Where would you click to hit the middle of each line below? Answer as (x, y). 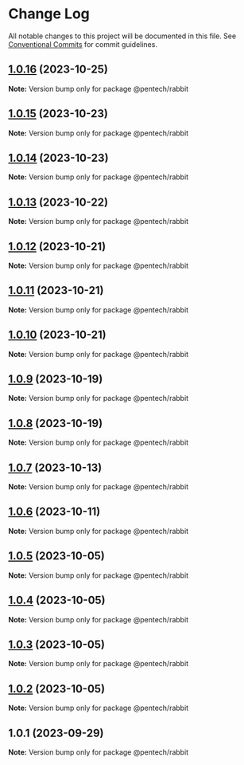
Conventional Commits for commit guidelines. (83, 44)
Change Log (49, 14)
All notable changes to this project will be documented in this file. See (122, 36)
